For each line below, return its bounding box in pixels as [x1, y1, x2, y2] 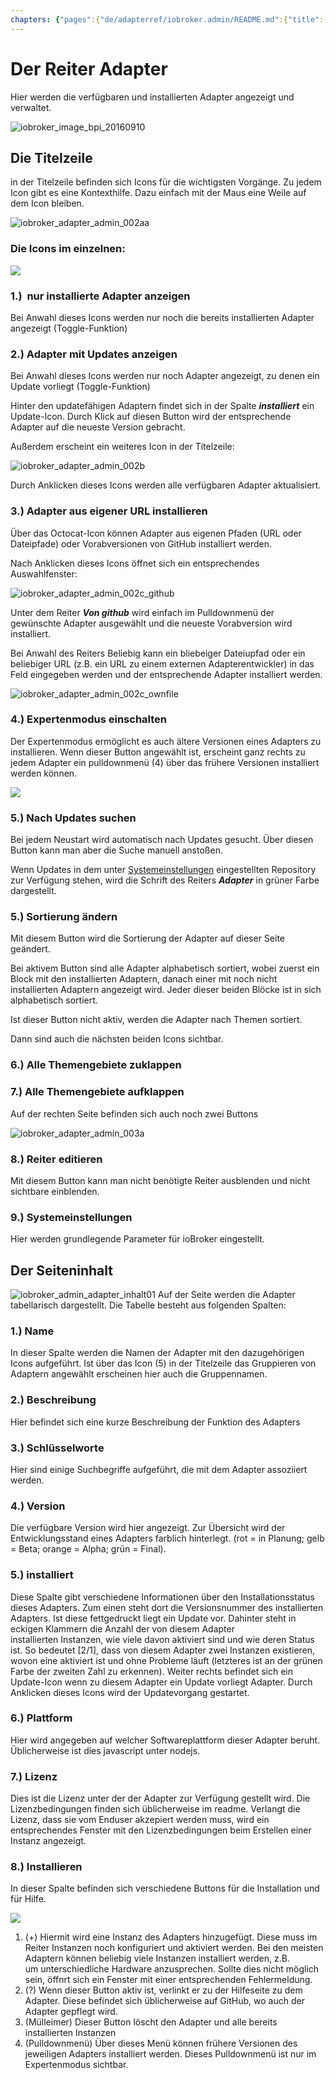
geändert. [10, 943, 51, 955]
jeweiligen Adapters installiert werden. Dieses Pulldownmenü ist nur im [24, 2048, 317, 2060]
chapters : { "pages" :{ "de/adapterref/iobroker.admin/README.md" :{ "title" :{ [10, 14, 329, 25]
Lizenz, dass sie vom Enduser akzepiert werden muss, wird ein [10, 1814, 270, 1826]
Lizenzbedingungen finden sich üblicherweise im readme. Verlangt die [10, 1803, 301, 1815]
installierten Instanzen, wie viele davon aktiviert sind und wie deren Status [10, 1633, 316, 1645]
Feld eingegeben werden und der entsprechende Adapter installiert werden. [10, 668, 323, 680]
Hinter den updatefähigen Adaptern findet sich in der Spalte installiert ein [10, 400, 315, 412]
